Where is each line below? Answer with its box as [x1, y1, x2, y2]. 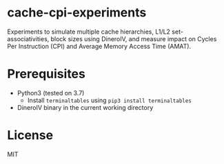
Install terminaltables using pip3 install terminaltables [27, 96, 192, 104]
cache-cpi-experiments [7, 5, 147, 21]
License [7, 128, 54, 143]
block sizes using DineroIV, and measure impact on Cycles [50, 34, 217, 43]
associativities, [7, 34, 50, 43]
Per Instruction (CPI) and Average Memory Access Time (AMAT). [7, 42, 192, 50]
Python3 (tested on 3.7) [17, 89, 85, 97]
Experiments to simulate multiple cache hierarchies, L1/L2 [7, 27, 171, 36]
